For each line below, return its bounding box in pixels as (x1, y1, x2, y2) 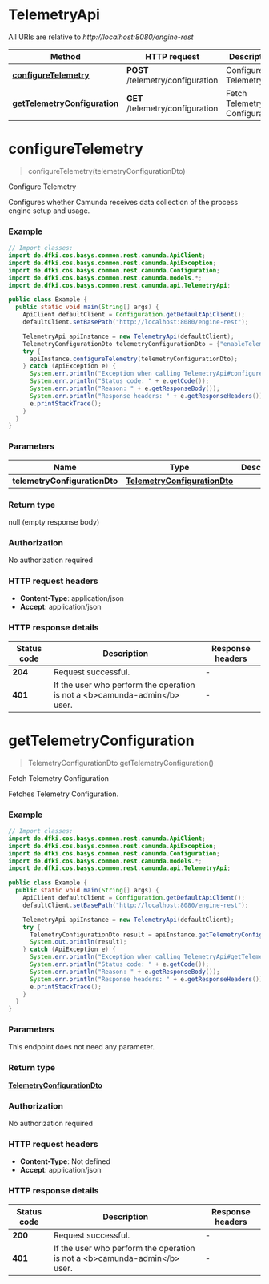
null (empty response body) (8, 517, 100, 526)
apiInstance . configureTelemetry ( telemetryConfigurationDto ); (29, 355, 239, 363)
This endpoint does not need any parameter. (8, 1042, 155, 1052)
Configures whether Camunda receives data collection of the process (8, 197, 239, 207)
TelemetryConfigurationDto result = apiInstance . (29, 931, 199, 939)
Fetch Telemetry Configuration (8, 773, 110, 783)
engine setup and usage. (8, 206, 90, 215)
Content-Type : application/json (19, 594, 124, 603)
